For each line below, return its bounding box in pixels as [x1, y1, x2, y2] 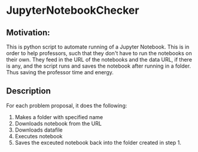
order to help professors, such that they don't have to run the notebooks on [6, 50, 193, 57]
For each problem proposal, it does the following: [6, 102, 127, 109]
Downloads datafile [14, 126, 63, 133]
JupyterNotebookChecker [6, 4, 139, 17]
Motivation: [6, 28, 50, 38]
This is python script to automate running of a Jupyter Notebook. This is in [6, 43, 190, 50]
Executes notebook [14, 132, 63, 139]
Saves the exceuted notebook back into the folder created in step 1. [14, 139, 181, 146]
